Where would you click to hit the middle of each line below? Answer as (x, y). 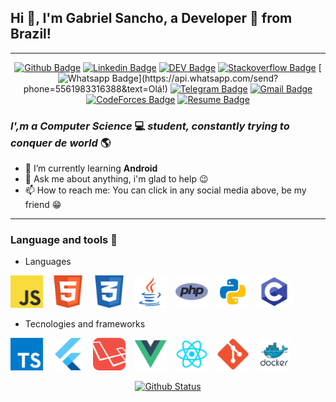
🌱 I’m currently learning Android (91, 168)
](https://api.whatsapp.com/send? (208, 78)
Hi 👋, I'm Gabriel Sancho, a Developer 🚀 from (151, 18)
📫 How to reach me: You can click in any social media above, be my (165, 190)
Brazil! (31, 34)
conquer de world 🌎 (61, 143)
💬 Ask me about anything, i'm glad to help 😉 (116, 179)
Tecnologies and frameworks (85, 324)
